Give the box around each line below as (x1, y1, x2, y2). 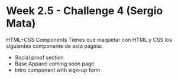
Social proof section (14, 54, 64, 61)
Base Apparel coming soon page (14, 60, 95, 67)
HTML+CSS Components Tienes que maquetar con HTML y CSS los (6, 36, 173, 43)
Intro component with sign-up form (14, 66, 101, 73)
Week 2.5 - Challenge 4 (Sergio (6, 4, 163, 18)
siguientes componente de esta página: (6, 42, 102, 50)
